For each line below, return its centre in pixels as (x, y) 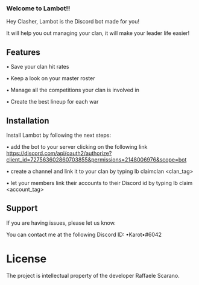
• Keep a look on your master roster (51, 78)
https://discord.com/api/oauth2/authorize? (59, 153)
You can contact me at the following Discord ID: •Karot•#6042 (84, 234)
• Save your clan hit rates (38, 67)
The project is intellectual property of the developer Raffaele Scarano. (93, 275)
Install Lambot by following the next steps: (59, 135)
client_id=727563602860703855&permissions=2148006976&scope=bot (96, 159)
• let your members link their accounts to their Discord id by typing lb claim (99, 183)
